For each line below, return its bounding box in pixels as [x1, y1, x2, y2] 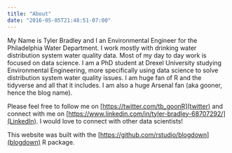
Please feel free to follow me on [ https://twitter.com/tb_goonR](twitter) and [7, 102, 223, 110]
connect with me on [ [7, 109, 69, 118]
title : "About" [7, 10, 52, 18]
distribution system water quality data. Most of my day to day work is [7, 51, 207, 60]
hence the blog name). [7, 88, 73, 97]
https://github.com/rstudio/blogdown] [100, 131, 210, 139]
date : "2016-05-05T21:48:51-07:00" [7, 17, 111, 24]
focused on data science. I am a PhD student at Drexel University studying [7, 58, 222, 67]
